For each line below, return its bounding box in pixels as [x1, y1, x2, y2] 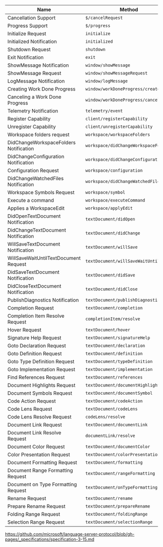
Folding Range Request [7, 511, 61, 517]
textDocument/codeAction [85, 399, 143, 403]
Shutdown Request [7, 46, 51, 53]
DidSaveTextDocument [7, 269, 60, 275]
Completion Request [7, 305, 54, 311]
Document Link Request [7, 421, 62, 428]
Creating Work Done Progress [7, 86, 76, 92]
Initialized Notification [7, 38, 57, 45]
